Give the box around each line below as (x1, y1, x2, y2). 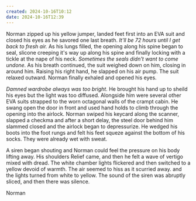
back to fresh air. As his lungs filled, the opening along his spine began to (6, 42, 183, 50)
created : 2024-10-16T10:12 (6, 8, 72, 15)
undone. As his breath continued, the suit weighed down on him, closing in (6, 61, 186, 68)
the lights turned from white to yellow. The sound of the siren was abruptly (6, 172, 186, 179)
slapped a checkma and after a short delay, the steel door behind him (6, 116, 174, 123)
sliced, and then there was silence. (6, 177, 90, 185)
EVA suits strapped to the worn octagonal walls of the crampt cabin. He (6, 98, 178, 105)
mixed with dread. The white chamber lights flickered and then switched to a (6, 159, 191, 166)
